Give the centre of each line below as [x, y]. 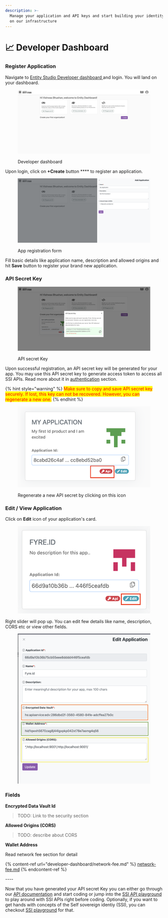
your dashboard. [22, 82]
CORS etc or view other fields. [36, 627]
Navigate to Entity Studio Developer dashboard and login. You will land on [81, 77]
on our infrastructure [33, 21]
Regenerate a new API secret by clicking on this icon [72, 495]
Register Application [30, 66]
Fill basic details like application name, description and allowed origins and [82, 260]
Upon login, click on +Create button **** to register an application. [74, 171]
